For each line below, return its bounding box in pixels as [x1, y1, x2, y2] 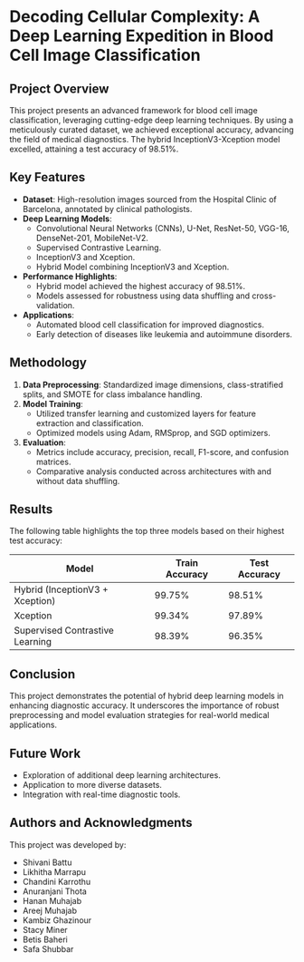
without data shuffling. [35, 475, 120, 486]
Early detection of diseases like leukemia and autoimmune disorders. [35, 328, 292, 339]
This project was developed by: [9, 839, 127, 850]
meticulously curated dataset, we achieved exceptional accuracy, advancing [9, 124, 294, 135]
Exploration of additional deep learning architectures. [22, 770, 222, 781]
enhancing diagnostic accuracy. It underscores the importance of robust [9, 700, 280, 711]
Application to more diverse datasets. [22, 780, 163, 791]
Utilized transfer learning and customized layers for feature [35, 408, 256, 419]
